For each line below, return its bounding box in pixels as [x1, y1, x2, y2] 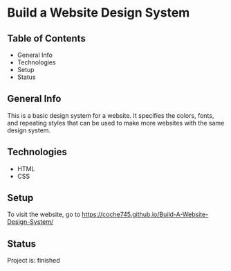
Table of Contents [7, 33, 86, 44]
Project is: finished [7, 256, 60, 265]
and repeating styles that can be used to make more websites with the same [7, 119, 225, 127]
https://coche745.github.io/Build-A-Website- [82, 210, 209, 219]
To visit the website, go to [7, 210, 81, 219]
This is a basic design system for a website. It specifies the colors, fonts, [7, 111, 214, 119]
